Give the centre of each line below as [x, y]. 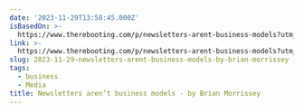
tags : [19, 69]
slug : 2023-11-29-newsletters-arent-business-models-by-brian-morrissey [149, 60]
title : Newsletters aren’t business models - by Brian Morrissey [135, 93]
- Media [32, 85]
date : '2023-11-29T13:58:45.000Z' [75, 18]
